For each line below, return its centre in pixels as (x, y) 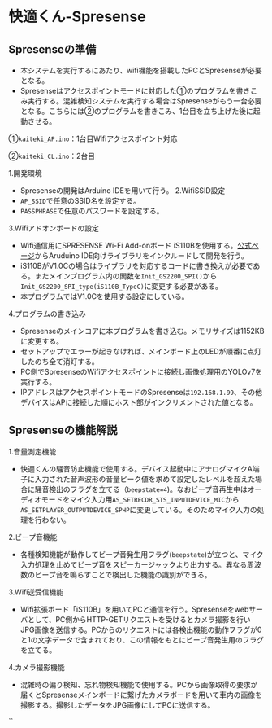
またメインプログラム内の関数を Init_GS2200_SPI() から (126, 276)
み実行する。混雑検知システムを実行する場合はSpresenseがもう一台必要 (141, 101)
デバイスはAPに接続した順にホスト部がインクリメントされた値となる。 (138, 402)
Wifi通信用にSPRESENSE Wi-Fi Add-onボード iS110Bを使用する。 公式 (136, 246)
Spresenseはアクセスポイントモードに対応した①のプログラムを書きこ (139, 91)
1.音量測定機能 (32, 451)
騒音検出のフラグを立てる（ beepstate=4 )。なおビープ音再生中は (141, 489)
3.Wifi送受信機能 (36, 592)
